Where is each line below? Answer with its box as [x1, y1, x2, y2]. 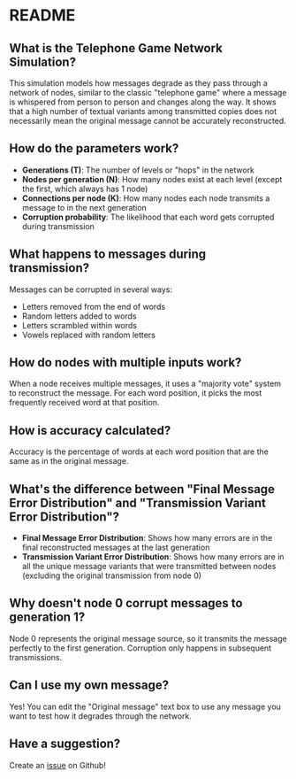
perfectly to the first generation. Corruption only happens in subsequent [9, 643, 272, 653]
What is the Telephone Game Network [9, 41, 224, 56]
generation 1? [9, 610, 86, 625]
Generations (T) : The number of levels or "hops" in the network [21, 165, 254, 175]
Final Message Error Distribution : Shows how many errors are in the [21, 533, 273, 544]
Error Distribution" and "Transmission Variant [9, 495, 267, 510]
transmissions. [9, 652, 63, 662]
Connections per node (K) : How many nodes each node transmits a [21, 192, 270, 204]
